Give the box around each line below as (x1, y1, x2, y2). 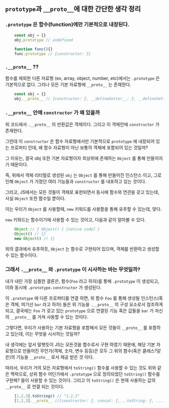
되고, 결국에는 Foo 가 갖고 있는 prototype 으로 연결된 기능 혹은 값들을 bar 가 (5, 308, 154, 314)
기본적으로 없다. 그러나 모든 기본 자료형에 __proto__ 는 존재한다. (5, 82, 132, 88)
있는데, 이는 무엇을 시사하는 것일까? (10, 331, 80, 337)
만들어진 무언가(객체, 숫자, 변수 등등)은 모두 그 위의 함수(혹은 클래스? (22, 348, 157, 354)
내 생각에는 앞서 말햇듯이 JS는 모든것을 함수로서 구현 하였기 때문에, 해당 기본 (5, 342, 155, 348)
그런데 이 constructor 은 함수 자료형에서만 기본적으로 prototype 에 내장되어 (5, 139, 155, 145)
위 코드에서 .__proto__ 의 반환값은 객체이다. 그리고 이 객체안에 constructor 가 (5, 121, 160, 127)
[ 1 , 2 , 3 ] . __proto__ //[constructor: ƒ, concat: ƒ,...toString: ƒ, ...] (14, 398, 165, 403)
